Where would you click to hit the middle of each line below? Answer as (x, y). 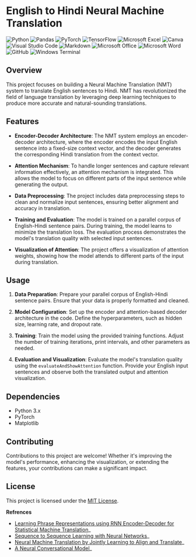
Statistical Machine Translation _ (52, 529)
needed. (24, 348)
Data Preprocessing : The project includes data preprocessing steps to (99, 196)
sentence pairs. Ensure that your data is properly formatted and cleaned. (102, 300)
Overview (24, 71)
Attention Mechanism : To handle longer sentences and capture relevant (102, 166)
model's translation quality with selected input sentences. (84, 238)
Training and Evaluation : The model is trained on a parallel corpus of (97, 219)
